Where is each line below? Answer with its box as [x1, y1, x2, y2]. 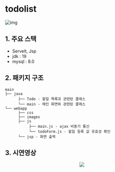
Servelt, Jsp [12, 48, 37, 54]
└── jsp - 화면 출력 [18, 134, 56, 139]
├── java [5, 91, 23, 96]
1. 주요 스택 [5, 35, 37, 43]
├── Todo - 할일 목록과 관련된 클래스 [18, 96, 86, 101]
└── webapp [5, 106, 27, 111]
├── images [18, 115, 40, 119]
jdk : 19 [12, 53, 27, 59]
